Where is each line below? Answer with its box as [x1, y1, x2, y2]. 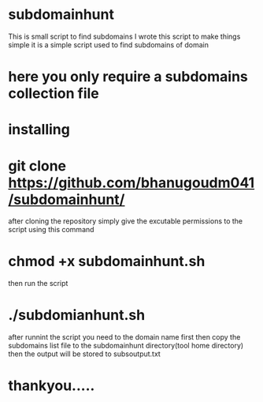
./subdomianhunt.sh [8, 306, 146, 325]
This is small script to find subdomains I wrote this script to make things [8, 32, 241, 41]
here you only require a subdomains [8, 68, 248, 86]
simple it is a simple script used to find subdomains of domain [8, 39, 209, 49]
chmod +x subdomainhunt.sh [8, 253, 206, 270]
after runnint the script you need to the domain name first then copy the [8, 332, 241, 342]
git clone [8, 156, 67, 175]
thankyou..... [8, 377, 95, 395]
